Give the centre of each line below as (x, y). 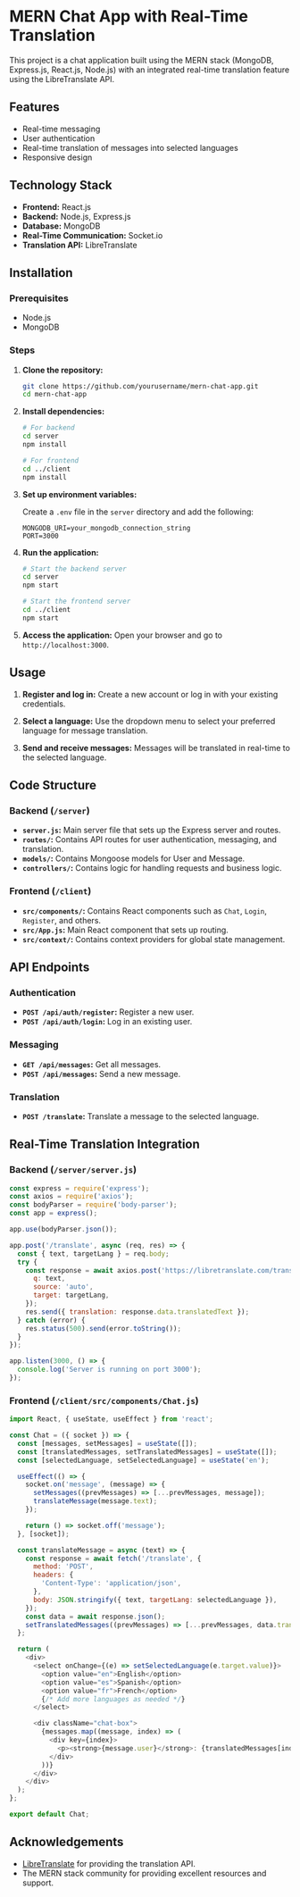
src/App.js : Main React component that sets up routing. (125, 930)
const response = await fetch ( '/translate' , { (113, 1559)
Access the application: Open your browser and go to (122, 635)
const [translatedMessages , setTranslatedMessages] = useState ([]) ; (147, 1452)
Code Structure (53, 785)
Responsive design (57, 157)
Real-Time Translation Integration (105, 1145)
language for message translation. (85, 731)
